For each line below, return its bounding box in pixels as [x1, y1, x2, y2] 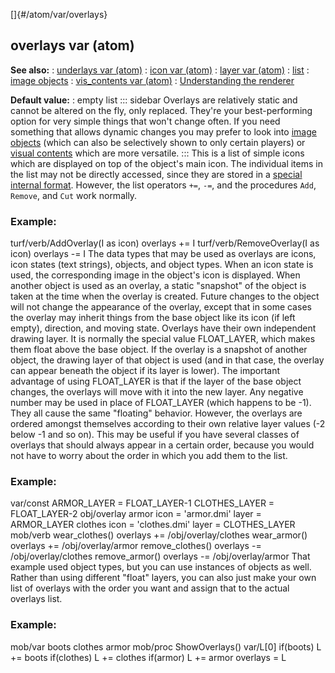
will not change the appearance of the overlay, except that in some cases [10, 301, 312, 313]
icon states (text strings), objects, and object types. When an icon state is [10, 259, 314, 271]
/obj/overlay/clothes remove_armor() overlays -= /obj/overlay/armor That [10, 550, 311, 563]
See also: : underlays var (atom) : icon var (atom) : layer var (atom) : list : [10, 64, 310, 76]
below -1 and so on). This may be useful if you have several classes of [10, 429, 300, 441]
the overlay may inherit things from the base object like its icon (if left [10, 312, 296, 324]
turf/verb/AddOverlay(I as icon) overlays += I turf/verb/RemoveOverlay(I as [10, 237, 320, 249]
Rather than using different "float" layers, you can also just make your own [10, 572, 317, 584]
